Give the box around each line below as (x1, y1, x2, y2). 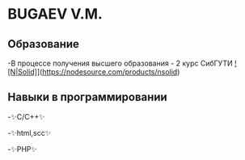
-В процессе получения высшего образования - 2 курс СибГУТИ (7, 58, 234, 68)
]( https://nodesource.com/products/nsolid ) (36, 67, 180, 77)
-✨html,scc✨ (7, 128, 52, 137)
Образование (7, 37, 80, 51)
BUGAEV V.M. (7, 5, 103, 23)
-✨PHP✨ (7, 144, 37, 154)
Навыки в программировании (7, 91, 167, 104)
